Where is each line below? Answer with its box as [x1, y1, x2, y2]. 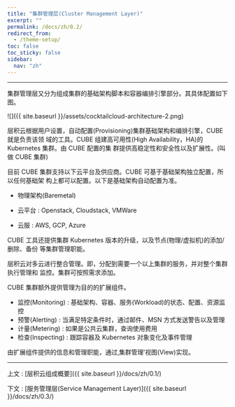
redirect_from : [7, 29, 52, 37]
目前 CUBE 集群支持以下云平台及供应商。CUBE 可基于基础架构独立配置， [7, 167, 218, 176]
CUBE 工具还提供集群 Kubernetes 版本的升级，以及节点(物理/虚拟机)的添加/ [7, 235, 225, 244]
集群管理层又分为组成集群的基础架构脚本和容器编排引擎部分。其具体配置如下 [7, 89, 228, 97]
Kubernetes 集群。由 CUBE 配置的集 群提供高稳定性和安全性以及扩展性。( [7, 144, 220, 152]
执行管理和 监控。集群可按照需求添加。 [7, 268, 120, 277]
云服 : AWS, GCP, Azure [17, 221, 86, 229]
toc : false [7, 43, 39, 50]
